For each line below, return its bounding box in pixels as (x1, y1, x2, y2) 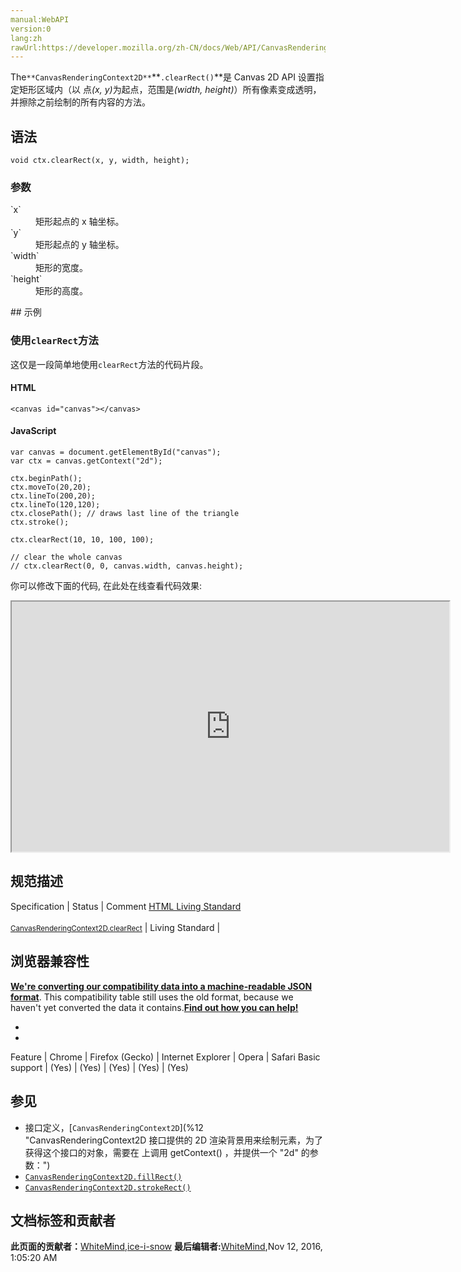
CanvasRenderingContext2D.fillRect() (24, 1172, 183, 1182)
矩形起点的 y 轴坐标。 (35, 239, 125, 251)
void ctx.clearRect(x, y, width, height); (10, 156, 190, 166)
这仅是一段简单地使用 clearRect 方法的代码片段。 (10, 358, 209, 370)
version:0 (10, 24, 52, 34)
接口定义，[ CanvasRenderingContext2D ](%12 (24, 1121, 204, 1133)
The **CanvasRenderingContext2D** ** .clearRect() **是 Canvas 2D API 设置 (10, 71, 316, 83)
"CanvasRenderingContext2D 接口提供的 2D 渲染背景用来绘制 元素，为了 (24, 1134, 323, 1146)
